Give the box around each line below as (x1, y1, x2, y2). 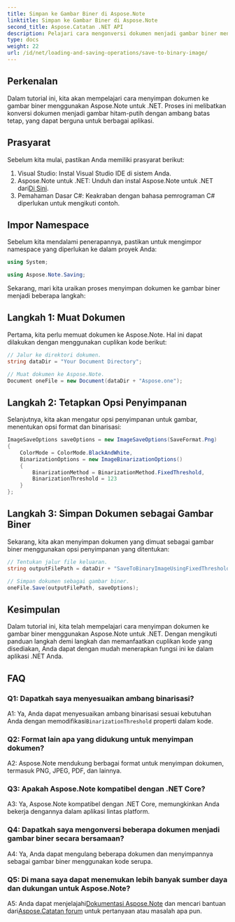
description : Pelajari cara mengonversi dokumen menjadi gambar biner (7, 29, 218, 37)
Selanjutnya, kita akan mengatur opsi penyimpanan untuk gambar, (7, 415, 198, 424)
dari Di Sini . (17, 184, 49, 192)
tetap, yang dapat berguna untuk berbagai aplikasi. (7, 116, 155, 125)
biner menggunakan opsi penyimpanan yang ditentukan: (7, 544, 170, 553)
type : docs (7, 36, 39, 44)
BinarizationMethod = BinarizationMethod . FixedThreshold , (32, 469, 205, 476)
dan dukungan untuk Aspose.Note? (7, 883, 131, 893)
